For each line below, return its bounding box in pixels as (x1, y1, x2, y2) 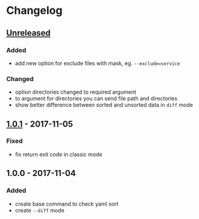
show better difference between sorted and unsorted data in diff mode (14, 101, 193, 109)
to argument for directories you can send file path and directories (14, 95, 178, 102)
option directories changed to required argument (14, 88, 137, 96)
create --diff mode (14, 206, 65, 214)
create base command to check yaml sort (14, 200, 119, 208)
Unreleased (6, 28, 51, 38)
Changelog (6, 4, 63, 18)
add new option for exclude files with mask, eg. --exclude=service (14, 59, 180, 67)
